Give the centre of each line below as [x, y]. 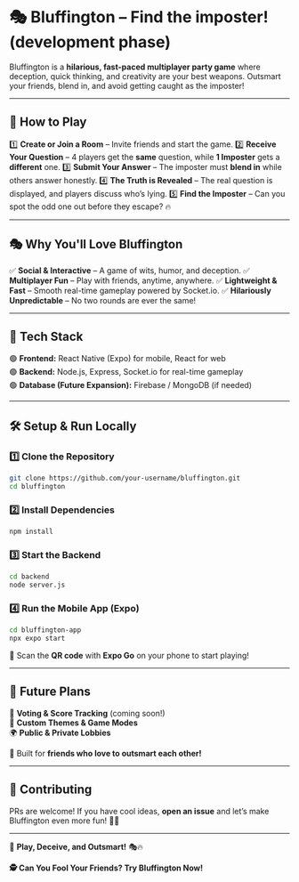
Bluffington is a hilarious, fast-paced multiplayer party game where [135, 67]
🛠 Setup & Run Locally [73, 426]
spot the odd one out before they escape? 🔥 [90, 206]
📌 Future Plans [50, 692]
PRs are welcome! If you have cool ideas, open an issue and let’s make [139, 811]
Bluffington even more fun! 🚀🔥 [65, 821]
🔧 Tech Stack [46, 336]
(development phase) [90, 42]
